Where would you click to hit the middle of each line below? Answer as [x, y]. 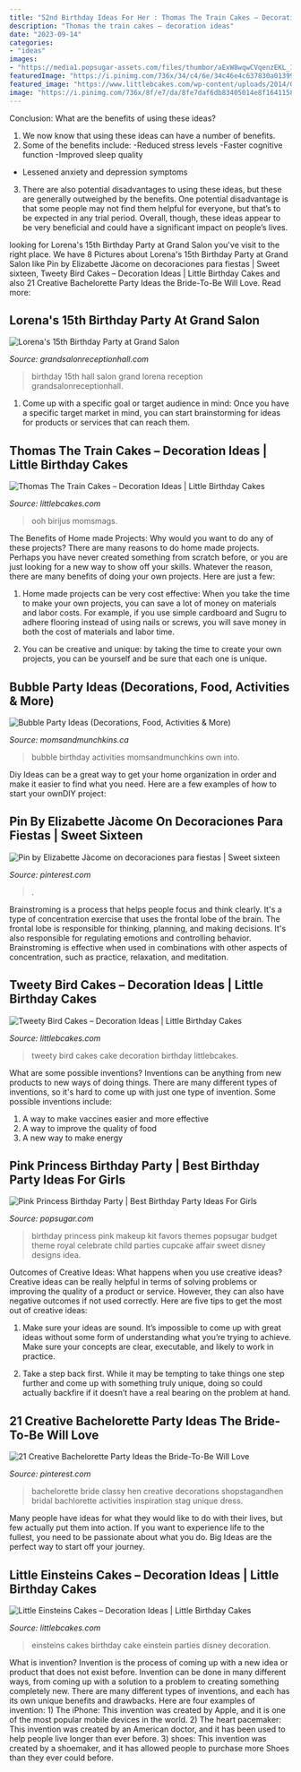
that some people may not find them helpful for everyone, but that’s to [151, 208]
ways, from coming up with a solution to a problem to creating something [144, 1682]
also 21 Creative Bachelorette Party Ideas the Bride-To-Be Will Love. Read [145, 282]
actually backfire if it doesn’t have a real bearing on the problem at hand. [156, 1393]
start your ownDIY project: [58, 793]
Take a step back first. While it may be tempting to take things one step [153, 1374]
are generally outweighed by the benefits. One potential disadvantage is [155, 199]
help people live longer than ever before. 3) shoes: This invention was [138, 1738]
